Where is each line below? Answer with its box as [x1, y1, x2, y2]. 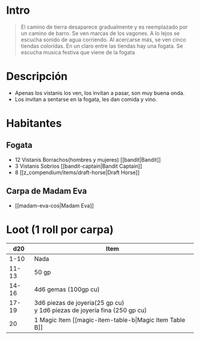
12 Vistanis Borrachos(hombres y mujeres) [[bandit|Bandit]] [14, 156, 161, 163]
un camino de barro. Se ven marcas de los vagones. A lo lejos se [20, 29, 180, 36]
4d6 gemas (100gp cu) [34, 285, 100, 293]
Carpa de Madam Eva [6, 186, 87, 196]
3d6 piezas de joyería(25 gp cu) [34, 298, 125, 307]
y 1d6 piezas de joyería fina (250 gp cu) [34, 306, 147, 314]
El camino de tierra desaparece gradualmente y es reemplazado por [20, 23, 188, 30]
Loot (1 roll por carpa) [6, 223, 114, 236]
